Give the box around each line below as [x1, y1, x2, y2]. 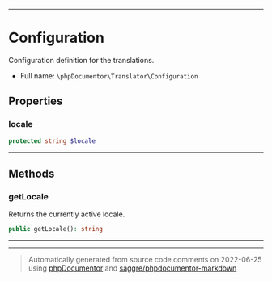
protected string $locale [8, 136, 96, 145]
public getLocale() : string [8, 225, 104, 233]
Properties [8, 94, 63, 108]
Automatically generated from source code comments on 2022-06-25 [28, 255, 262, 265]
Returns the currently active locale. [8, 209, 125, 219]
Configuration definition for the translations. [8, 55, 155, 65]
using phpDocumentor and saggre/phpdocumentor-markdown [28, 263, 237, 273]
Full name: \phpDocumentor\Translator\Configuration [19, 70, 198, 81]
